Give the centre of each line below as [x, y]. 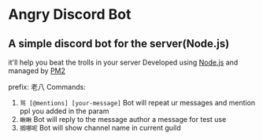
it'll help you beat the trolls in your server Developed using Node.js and [123, 62]
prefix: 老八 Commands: [47, 87]
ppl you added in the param [64, 111]
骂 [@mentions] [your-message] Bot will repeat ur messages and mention [137, 103]
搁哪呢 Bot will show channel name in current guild [100, 128]
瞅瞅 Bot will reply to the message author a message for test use [123, 119]
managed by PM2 [37, 71]
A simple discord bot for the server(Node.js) [119, 44]
